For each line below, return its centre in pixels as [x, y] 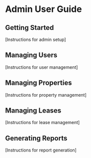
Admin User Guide [44, 9]
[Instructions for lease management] [43, 123]
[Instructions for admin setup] [36, 39]
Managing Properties [39, 83]
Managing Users [31, 55]
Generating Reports [36, 138]
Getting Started [30, 28]
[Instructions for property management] [46, 95]
